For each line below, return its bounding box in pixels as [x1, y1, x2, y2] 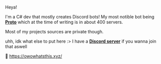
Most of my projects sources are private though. [5, 29, 104, 34]
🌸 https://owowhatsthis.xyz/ [5, 53, 62, 59]
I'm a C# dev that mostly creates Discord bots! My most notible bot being [5, 14, 155, 19]
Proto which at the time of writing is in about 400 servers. [5, 19, 123, 25]
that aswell [5, 44, 27, 49]
